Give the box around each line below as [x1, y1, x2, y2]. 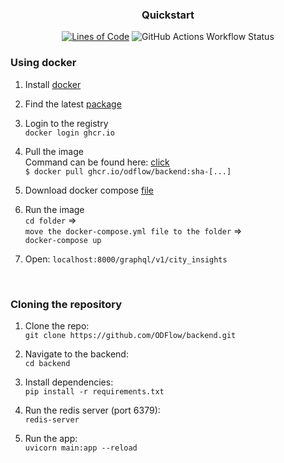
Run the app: [24, 432, 78, 444]
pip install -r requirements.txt [24, 386, 165, 397]
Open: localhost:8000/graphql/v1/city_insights [24, 253, 228, 265]
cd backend [24, 358, 71, 368]
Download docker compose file [24, 184, 155, 196]
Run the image [24, 203, 85, 215]
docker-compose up [24, 235, 102, 245]
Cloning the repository [10, 297, 122, 311]
